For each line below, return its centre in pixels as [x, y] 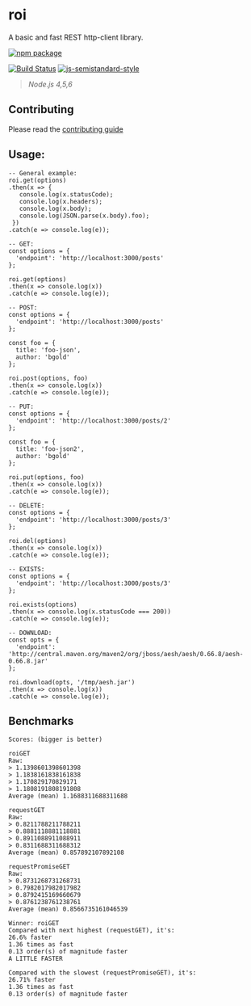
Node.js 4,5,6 [50, 84]
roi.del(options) [38, 541]
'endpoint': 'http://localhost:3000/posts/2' [94, 421]
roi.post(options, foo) [48, 378]
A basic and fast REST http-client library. [76, 37]
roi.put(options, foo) [46, 477]
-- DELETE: [27, 505]
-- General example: [43, 173]
